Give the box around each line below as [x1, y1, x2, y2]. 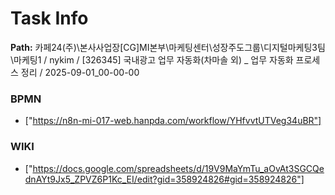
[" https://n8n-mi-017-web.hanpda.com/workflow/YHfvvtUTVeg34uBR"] [24, 115, 322, 127]
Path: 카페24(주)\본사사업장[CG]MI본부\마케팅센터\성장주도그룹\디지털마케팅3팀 [10, 41, 326, 53]
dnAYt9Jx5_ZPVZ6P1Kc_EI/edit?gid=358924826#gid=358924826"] [24, 173, 305, 185]
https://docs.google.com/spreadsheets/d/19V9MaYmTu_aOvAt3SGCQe [32, 162, 325, 174]
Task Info [10, 7, 89, 30]
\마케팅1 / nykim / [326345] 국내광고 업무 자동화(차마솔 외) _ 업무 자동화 [10, 53, 294, 66]
